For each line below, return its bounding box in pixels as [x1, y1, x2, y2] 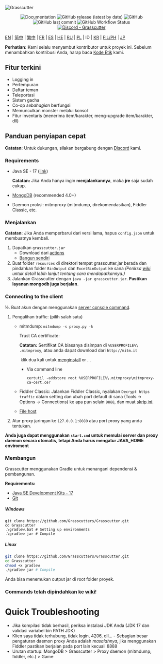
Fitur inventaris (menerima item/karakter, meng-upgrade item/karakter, [12, 113, 154, 118]
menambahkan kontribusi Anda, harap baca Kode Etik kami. [5, 49, 125, 55]
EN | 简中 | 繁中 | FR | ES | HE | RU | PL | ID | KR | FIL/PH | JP [5, 35, 126, 40]
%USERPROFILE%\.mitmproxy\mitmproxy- [79, 375, 155, 380]
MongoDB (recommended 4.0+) [12, 192, 76, 198]
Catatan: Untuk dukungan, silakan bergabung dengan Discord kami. [5, 145, 142, 151]
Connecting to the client [5, 293, 63, 300]
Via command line [26, 366, 63, 372]
